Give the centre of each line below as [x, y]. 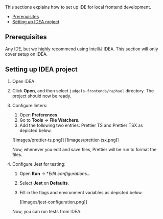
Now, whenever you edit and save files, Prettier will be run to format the [84, 149]
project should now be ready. [42, 96]
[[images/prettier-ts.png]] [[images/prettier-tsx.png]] [65, 140]
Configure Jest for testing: [39, 164]
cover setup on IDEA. [26, 54]
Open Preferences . [39, 115]
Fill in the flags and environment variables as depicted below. [81, 192]
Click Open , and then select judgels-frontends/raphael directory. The [83, 90]
